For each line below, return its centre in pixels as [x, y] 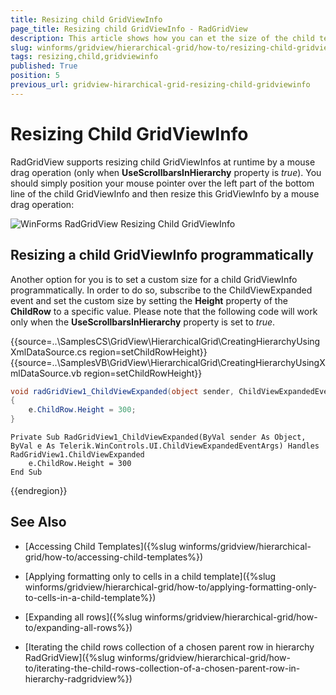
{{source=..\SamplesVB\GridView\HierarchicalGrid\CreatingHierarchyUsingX [168, 362]
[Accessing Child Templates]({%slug [100, 546]
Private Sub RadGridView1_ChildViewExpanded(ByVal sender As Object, [158, 437]
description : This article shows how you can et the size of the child [162, 38]
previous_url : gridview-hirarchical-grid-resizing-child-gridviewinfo [160, 85]
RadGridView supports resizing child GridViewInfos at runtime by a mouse [163, 162]
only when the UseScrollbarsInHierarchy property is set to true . [143, 322]
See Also [38, 522]
